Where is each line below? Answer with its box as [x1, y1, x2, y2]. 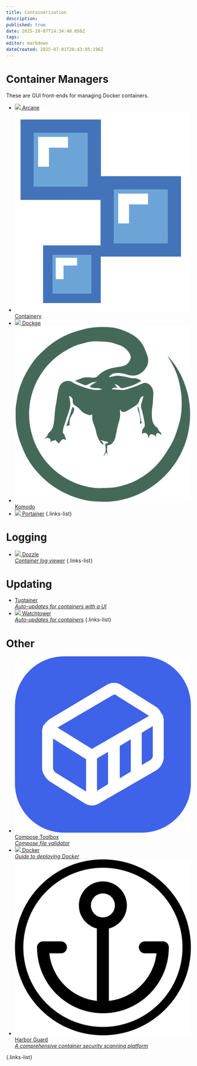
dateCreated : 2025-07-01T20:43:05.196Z [6, 47, 104, 53]
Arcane [22, 104, 40, 111]
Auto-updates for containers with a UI [14, 603, 107, 610]
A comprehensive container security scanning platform [14, 1042, 148, 1049]
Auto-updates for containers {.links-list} [14, 616, 111, 623]
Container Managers [6, 73, 109, 86]
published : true [6, 22, 46, 28]
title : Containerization [6, 9, 67, 15]
